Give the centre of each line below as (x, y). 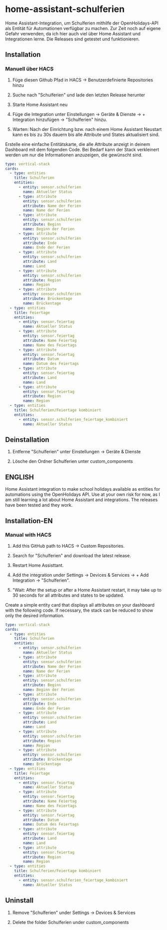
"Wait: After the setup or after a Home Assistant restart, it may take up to (87, 590)
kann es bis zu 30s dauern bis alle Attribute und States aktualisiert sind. (86, 134)
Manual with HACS (28, 535)
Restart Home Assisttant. (38, 565)
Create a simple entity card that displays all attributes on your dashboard (80, 605)
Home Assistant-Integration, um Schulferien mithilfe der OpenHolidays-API (82, 23)
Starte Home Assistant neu (40, 104)
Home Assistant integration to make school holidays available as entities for (83, 489)
